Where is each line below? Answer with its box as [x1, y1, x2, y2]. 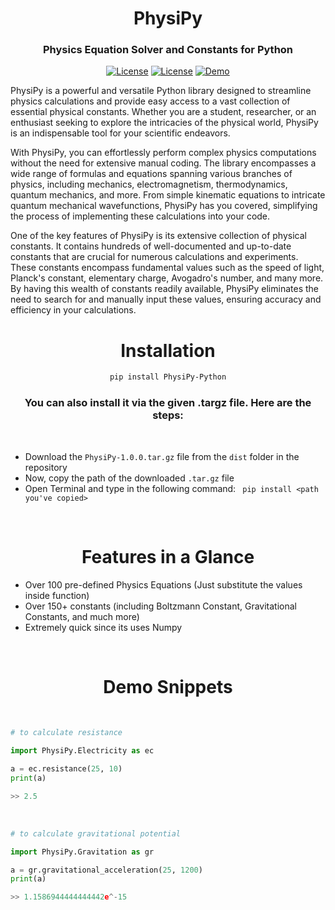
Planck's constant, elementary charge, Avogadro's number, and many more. [10, 272, 324, 284]
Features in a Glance [81, 545, 255, 568]
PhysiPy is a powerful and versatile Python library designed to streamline [10, 85, 312, 97]
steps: [152, 408, 184, 422]
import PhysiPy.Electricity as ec [10, 746, 155, 756]
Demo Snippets [103, 675, 233, 698]
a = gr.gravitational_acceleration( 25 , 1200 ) [10, 865, 203, 875]
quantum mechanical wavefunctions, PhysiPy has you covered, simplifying [10, 200, 318, 212]
